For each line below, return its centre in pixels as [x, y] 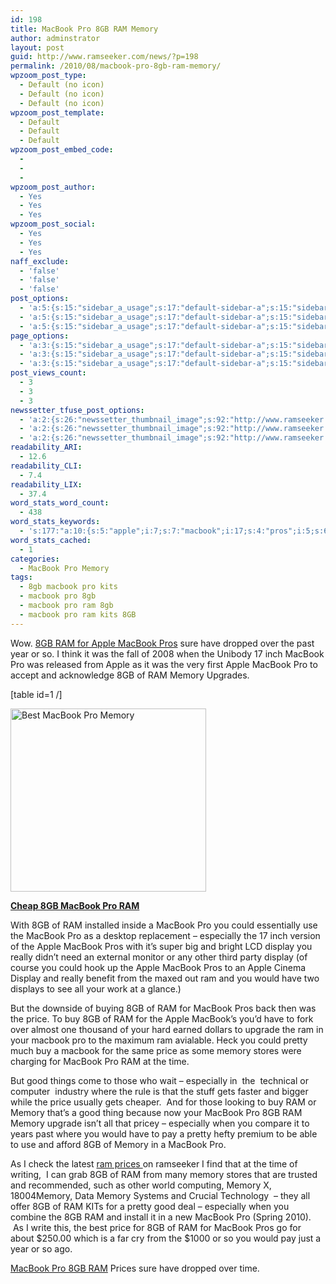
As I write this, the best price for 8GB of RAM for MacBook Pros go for [157, 1227]
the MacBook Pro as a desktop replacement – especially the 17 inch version [165, 935]
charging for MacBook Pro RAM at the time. [100, 1061]
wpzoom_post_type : [48, 76]
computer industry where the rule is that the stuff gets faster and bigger [159, 1091]
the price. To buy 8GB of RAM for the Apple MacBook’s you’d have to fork [162, 1018]
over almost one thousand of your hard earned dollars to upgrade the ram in [167, 1029]
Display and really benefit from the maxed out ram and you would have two [165, 978]
